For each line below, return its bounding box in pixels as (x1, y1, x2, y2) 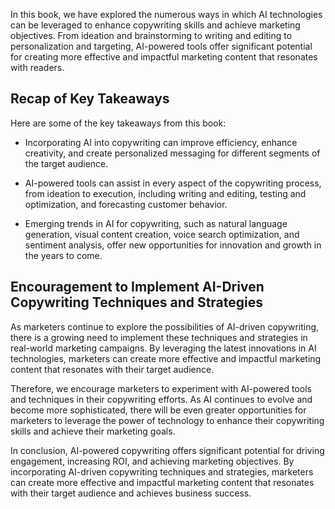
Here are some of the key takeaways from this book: (10, 117, 227, 129)
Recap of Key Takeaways (10, 90, 170, 108)
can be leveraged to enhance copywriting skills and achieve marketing (10, 19, 301, 31)
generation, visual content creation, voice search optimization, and (24, 228, 300, 240)
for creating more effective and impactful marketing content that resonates (10, 51, 318, 63)
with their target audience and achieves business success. (10, 487, 252, 499)
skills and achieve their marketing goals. (10, 425, 176, 437)
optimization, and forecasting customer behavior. (24, 198, 228, 210)
